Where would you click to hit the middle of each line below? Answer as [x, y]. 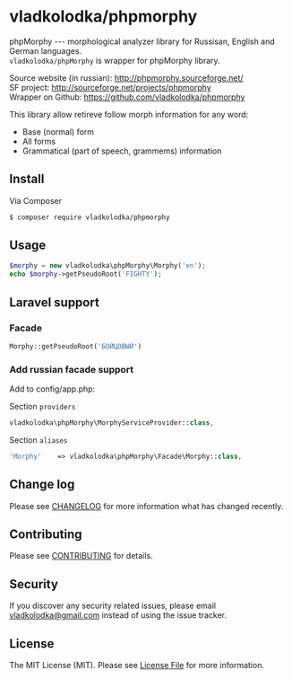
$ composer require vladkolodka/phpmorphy [90, 217]
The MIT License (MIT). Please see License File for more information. [137, 666]
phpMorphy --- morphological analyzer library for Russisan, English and [142, 41]
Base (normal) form [58, 131]
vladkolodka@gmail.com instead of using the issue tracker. [118, 615]
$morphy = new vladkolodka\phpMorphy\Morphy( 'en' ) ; [107, 266]
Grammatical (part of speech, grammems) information [122, 151]
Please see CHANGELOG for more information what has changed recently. [146, 506]
